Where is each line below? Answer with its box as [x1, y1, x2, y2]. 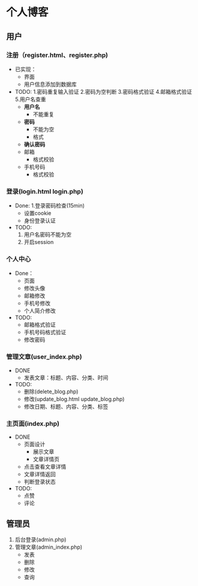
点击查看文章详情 [23, 463, 67, 471]
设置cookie [23, 210, 52, 217]
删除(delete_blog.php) [23, 388, 79, 395]
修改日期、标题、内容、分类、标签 [23, 403, 109, 410]
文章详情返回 [23, 471, 56, 478]
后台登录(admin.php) [14, 536, 67, 543]
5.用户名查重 [14, 96, 46, 103]
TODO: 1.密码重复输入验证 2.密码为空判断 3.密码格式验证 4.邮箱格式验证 [14, 88, 192, 95]
